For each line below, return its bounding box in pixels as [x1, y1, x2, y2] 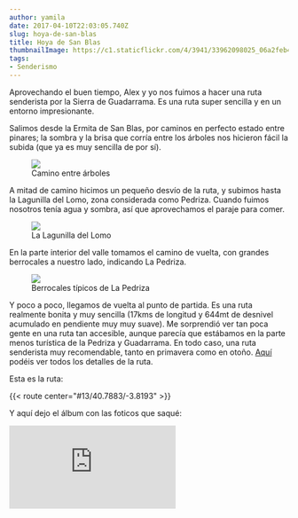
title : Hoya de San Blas [9, 37, 101, 47]
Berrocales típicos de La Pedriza [31, 282, 151, 293]
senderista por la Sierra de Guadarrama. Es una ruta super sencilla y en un [9, 96, 282, 106]
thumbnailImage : [9, 46, 69, 55]
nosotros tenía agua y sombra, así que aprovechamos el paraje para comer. [9, 203, 286, 214]
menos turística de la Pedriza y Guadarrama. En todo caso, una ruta [9, 337, 257, 348]
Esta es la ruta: [9, 373, 64, 384]
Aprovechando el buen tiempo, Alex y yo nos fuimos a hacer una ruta [9, 86, 263, 98]
